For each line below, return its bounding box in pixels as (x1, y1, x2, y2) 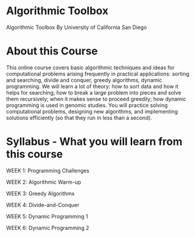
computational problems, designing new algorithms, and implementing (6, 108, 178, 115)
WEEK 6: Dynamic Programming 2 (6, 224, 89, 231)
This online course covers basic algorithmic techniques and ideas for (6, 64, 175, 71)
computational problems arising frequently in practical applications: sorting (6, 70, 190, 77)
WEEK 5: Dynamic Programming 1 (6, 213, 88, 220)
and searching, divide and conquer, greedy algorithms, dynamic (6, 76, 162, 83)
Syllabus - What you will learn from (6, 135, 183, 148)
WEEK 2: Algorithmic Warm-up (6, 178, 81, 186)
